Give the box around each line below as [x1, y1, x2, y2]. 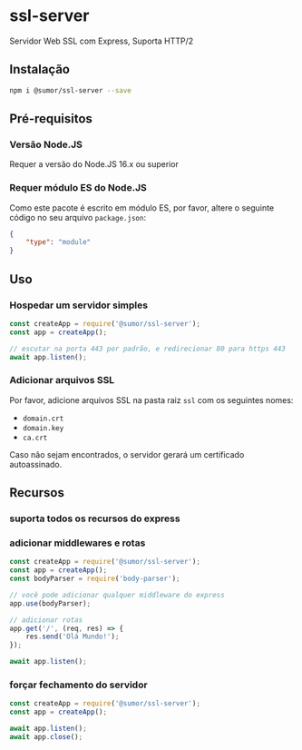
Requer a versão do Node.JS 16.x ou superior [9, 159, 180, 170]
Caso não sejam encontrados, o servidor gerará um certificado [9, 449, 245, 459]
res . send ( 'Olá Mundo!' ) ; [25, 632, 120, 641]
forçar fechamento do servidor [9, 678, 148, 691]
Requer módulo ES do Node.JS [9, 182, 147, 194]
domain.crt [22, 414, 64, 423]
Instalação [9, 62, 71, 77]
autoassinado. [9, 459, 63, 469]
